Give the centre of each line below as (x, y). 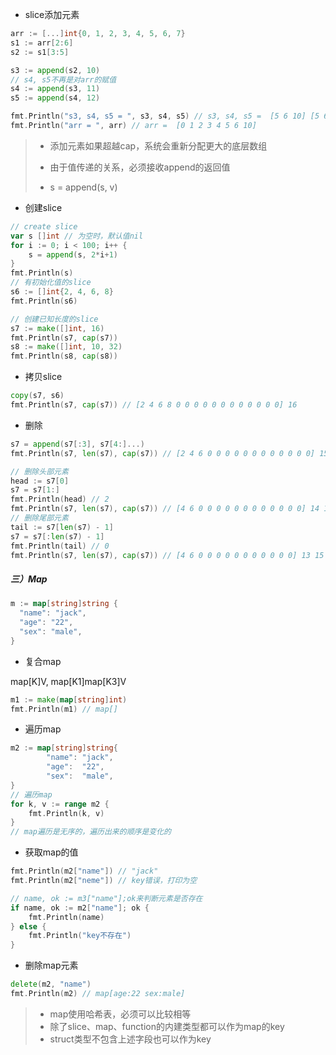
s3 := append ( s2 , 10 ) (55, 70)
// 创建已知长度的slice (54, 319)
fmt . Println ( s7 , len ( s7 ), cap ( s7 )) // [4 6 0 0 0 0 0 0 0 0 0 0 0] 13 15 (167, 555)
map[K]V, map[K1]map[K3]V (68, 681)
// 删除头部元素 (39, 471)
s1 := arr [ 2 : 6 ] (42, 43)
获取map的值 (51, 852)
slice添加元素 (52, 14)
